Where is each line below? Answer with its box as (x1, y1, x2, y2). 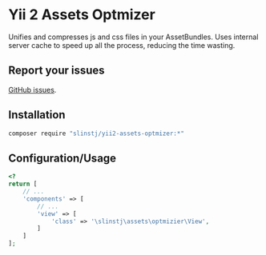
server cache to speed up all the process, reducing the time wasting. (8, 40, 236, 50)
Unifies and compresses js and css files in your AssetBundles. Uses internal (8, 32, 259, 42)
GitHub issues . (8, 85, 57, 94)
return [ (8, 180, 38, 189)
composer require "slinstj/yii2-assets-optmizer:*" (8, 129, 184, 137)
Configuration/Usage (8, 151, 117, 165)
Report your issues (8, 64, 106, 78)
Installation (8, 108, 66, 122)
